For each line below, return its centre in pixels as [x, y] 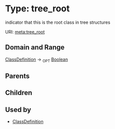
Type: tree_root [38, 9]
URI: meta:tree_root [25, 32]
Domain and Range [35, 47]
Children [19, 93]
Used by [18, 109]
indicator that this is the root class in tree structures [58, 22]
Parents [17, 76]
